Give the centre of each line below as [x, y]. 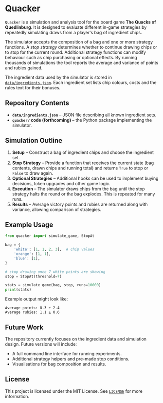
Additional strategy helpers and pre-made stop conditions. [71, 359]
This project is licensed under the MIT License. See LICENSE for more [74, 391]
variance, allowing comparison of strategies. [56, 209]
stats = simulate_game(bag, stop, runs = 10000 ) [53, 285]
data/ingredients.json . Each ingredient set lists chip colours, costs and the [81, 82]
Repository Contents [37, 103]
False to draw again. [33, 173]
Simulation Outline [34, 140]
